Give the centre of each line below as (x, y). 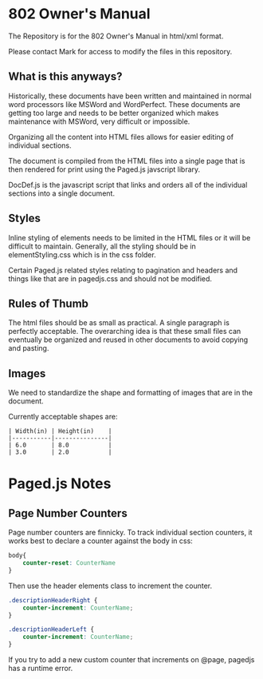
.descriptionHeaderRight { (53, 600)
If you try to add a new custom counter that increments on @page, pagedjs (131, 660)
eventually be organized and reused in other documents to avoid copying (128, 339)
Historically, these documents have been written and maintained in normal (130, 96)
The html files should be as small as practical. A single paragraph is (119, 323)
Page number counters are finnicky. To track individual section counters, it (130, 533)
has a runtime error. (41, 669)
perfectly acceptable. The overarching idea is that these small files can (125, 332)
